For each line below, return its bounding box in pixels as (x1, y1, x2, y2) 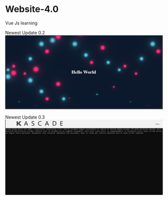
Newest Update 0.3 (5, 114, 45, 120)
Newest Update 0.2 (5, 29, 45, 35)
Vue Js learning (5, 20, 37, 26)
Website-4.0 (5, 3, 59, 15)
